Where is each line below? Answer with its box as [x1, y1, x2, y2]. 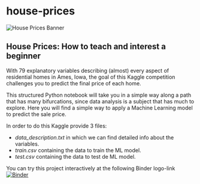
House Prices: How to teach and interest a [6, 41, 166, 52]
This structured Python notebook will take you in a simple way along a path [6, 91, 192, 99]
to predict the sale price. [6, 110, 67, 118]
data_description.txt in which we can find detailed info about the [14, 133, 174, 141]
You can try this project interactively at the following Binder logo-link [6, 164, 175, 172]
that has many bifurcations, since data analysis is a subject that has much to [6, 97, 195, 105]
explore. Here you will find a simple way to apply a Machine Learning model [6, 104, 193, 111]
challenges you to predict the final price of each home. [6, 79, 142, 87]
